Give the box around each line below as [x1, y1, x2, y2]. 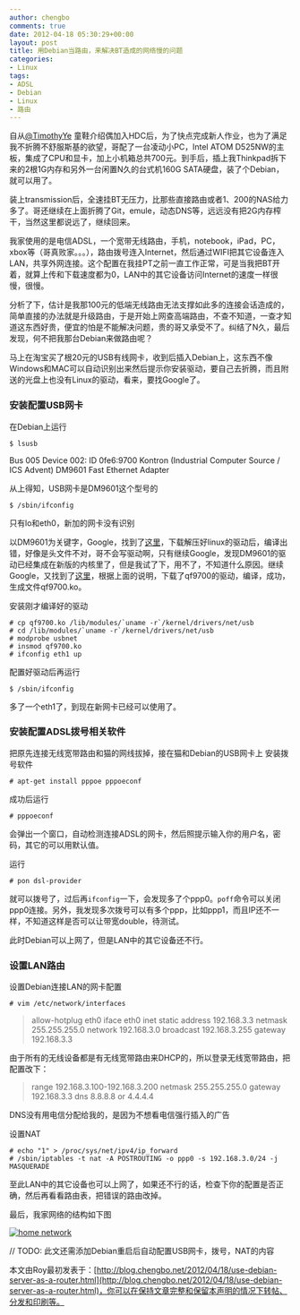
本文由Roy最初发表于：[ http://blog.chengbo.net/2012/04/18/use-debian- [9, 1265, 278, 1276]
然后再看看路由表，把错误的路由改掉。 [24, 1190, 167, 1201]
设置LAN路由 [9, 959, 65, 972]
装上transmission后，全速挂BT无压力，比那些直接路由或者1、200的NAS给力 [9, 194, 289, 205]
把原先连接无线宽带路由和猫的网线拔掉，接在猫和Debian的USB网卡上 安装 [9, 747, 281, 758]
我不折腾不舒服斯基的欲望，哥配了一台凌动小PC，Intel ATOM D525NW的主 [9, 142, 285, 152]
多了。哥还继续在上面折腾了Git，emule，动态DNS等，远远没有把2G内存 [9, 205, 274, 216]
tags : [9, 72, 30, 81]
